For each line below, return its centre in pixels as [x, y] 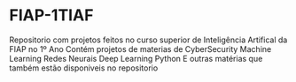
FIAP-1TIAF [51, 15]
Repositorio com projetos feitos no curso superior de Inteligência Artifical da [148, 40]
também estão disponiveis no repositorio [84, 68]
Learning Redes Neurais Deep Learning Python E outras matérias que [136, 58]
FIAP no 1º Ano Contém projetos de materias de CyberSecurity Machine [140, 48]
